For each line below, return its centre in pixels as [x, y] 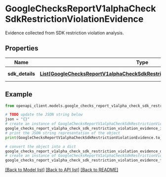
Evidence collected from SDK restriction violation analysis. [65, 33]
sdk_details [21, 74]
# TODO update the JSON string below [44, 115]
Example [19, 94]
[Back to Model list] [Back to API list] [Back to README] [62, 170]
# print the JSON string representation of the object [63, 133]
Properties [22, 48]
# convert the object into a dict [41, 146]
